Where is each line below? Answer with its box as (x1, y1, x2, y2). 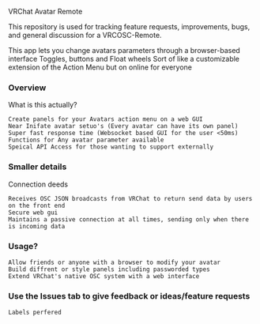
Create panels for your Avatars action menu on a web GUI (8, 115, 203, 123)
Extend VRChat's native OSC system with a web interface (8, 272, 200, 280)
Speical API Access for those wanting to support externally (8, 143, 214, 151)
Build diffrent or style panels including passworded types (8, 265, 211, 273)
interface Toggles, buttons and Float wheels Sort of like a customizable (8, 55, 239, 63)
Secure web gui (8, 209, 58, 217)
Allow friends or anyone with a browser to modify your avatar (8, 258, 221, 266)
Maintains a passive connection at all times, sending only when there (8, 215, 249, 224)
